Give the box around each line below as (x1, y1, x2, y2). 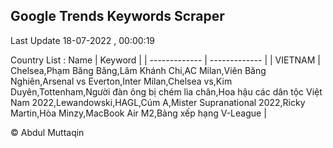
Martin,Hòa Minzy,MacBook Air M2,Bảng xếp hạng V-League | (10, 107, 267, 119)
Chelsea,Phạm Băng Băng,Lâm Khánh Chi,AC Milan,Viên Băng (10, 64, 267, 76)
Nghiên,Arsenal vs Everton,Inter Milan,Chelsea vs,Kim (10, 75, 233, 87)
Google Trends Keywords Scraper (10, 8, 225, 25)
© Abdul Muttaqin (10, 126, 85, 138)
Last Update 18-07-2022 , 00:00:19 (10, 34, 156, 46)
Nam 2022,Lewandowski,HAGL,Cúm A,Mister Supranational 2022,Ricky (10, 96, 306, 108)
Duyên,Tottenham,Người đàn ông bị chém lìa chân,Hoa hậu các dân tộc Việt (10, 85, 323, 98)
